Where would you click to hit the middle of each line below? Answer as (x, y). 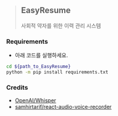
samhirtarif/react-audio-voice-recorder (63, 107)
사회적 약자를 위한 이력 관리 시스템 (61, 25)
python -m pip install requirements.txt (58, 72)
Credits (17, 87)
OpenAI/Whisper (35, 100)
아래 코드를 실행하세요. (41, 55)
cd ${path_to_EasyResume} (38, 67)
